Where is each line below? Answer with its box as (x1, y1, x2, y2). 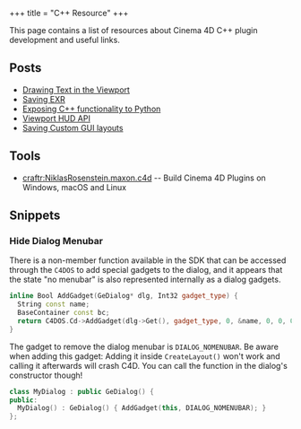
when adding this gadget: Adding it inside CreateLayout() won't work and (9, 350, 280, 362)
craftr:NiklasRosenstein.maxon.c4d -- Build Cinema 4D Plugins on (21, 172, 266, 183)
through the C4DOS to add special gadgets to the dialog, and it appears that (9, 265, 283, 276)
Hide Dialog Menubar (9, 234, 103, 247)
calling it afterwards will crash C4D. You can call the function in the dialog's (9, 360, 288, 371)
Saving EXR (21, 93, 65, 104)
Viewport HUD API (21, 112, 91, 124)
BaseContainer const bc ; (17, 309, 110, 318)
